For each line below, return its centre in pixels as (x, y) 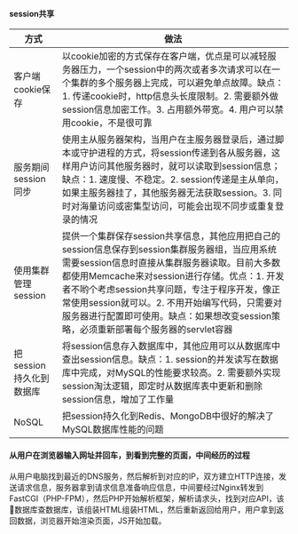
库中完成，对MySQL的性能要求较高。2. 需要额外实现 (171, 373)
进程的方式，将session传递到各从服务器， (184, 153)
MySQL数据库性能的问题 (113, 429)
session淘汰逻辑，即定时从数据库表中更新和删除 (162, 387)
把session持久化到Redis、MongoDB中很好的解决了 (168, 416)
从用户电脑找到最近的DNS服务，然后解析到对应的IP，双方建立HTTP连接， (144, 476)
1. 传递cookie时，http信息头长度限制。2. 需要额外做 (170, 96)
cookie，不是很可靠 (111, 123)
